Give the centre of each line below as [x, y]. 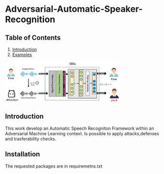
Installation [23, 154]
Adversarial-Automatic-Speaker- [74, 9]
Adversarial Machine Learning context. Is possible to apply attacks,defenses [82, 133]
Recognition [30, 19]
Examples [22, 55]
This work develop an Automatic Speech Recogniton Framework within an [80, 128]
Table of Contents [33, 38]
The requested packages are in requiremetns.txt [54, 166]
